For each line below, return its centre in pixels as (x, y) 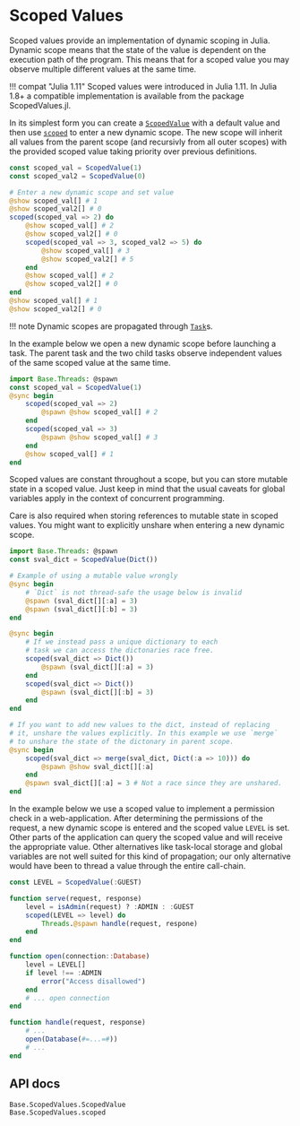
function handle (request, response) (77, 1023)
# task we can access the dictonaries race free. (120, 651)
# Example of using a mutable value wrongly (94, 576)
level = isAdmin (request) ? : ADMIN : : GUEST (110, 906)
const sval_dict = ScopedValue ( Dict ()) (84, 560)
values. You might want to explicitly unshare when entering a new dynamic (147, 525)
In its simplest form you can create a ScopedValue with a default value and (145, 123)
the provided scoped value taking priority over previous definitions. (133, 151)
